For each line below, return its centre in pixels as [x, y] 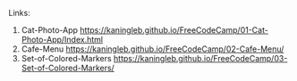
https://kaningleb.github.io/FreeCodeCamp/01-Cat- [174, 30]
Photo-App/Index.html [62, 40]
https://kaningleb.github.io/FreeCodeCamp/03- [201, 58]
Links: [19, 13]
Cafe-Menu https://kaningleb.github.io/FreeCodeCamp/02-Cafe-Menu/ [153, 49]
